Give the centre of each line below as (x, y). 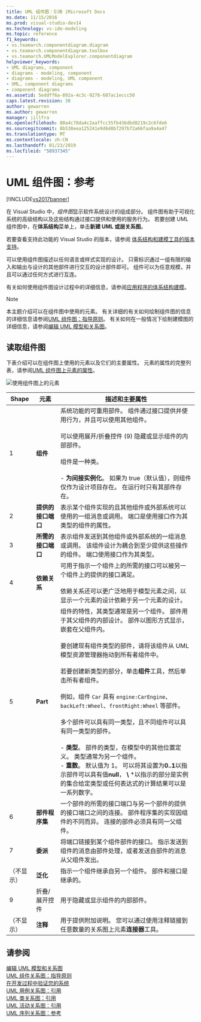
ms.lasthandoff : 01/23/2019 (41, 145)
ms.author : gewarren (32, 112)
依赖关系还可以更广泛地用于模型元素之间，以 (123, 592)
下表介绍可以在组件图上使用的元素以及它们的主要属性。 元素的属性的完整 (96, 363)
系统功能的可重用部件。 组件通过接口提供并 (121, 411)
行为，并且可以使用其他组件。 (108, 420)
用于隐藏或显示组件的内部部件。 (105, 900)
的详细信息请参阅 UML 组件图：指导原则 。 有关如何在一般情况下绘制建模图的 (100, 319)
